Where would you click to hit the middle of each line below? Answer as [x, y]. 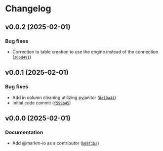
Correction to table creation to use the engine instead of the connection [85, 51]
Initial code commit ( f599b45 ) [41, 102]
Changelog [28, 9]
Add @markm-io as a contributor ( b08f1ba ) [56, 143]
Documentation [24, 132]
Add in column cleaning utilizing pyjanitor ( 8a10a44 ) [64, 98]
